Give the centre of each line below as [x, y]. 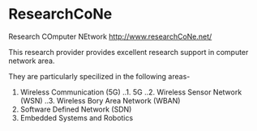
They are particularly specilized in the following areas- [99, 76]
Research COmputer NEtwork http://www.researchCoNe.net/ [110, 36]
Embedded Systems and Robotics [77, 117]
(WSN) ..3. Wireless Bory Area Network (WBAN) [100, 100]
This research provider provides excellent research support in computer [128, 52]
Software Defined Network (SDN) [76, 109]
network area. [32, 61]
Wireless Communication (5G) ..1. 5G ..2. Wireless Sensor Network [131, 92]
